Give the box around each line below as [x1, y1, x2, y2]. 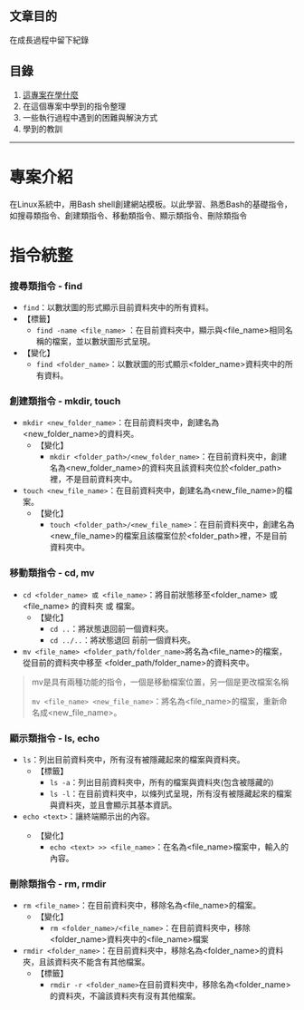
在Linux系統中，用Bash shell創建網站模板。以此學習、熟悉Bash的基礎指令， [9, 199, 292, 209]
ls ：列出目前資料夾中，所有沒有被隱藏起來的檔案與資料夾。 [22, 753, 246, 764]
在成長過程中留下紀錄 [9, 34, 89, 45]
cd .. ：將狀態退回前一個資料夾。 [49, 623, 174, 634]
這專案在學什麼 [22, 89, 79, 100]
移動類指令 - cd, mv [9, 567, 95, 579]
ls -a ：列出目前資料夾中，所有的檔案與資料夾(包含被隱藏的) [49, 776, 274, 787]
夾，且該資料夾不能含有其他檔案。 [22, 957, 150, 967]
